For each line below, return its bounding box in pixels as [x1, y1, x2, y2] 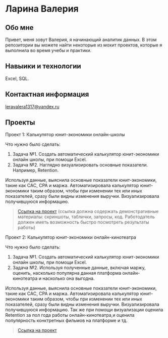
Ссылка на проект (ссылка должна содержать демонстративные [17, 208, 159, 215]
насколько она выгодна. [42, 275, 95, 281]
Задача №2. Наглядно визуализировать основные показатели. [12, 162, 148, 168]
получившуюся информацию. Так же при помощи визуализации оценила [5, 307, 163, 313]
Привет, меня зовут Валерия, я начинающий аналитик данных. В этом [5, 36, 157, 43]
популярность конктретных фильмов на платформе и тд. [5, 317, 128, 324]
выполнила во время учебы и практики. [5, 48, 92, 53]
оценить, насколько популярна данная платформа [12, 270, 122, 276]
